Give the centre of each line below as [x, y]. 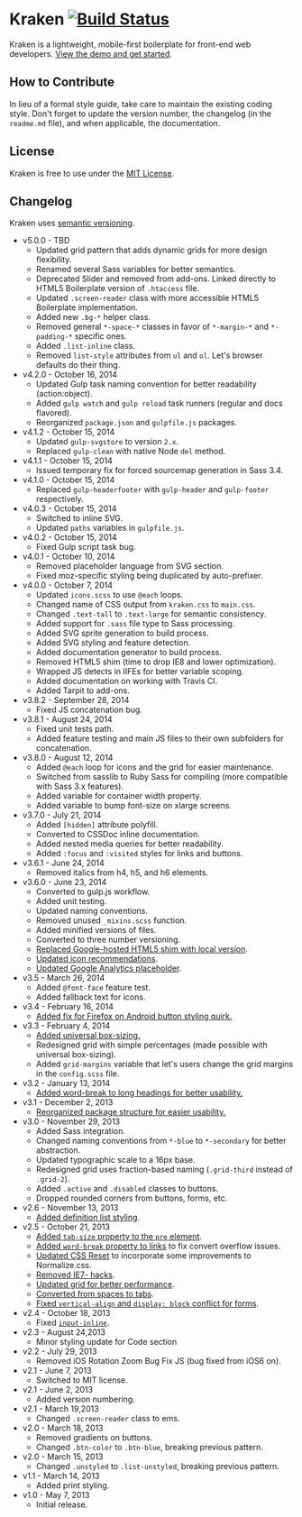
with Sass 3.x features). [80, 786]
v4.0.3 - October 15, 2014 [69, 508]
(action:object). [64, 394]
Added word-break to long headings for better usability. [139, 1093]
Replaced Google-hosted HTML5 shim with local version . [142, 949]
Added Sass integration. [81, 1131]
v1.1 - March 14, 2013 [61, 1476]
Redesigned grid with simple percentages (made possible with [151, 1045]
